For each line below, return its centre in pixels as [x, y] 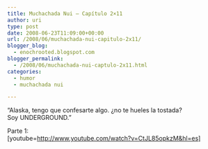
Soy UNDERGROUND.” [39, 118]
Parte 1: [18, 131]
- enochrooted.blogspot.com [54, 53]
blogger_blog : [28, 46]
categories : [24, 71]
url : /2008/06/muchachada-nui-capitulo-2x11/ [74, 40]
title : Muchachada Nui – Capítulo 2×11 [65, 14]
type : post [23, 26]
